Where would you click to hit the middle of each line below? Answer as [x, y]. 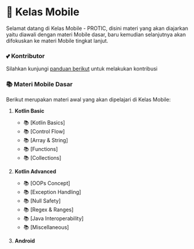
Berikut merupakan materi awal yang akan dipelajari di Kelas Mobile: [89, 99]
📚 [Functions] [40, 149]
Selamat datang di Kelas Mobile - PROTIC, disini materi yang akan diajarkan [97, 28]
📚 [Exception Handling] [52, 192]
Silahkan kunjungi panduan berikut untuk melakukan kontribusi [82, 69]
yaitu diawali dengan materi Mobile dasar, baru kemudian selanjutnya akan [96, 34]
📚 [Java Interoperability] [53, 218]
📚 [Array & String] [46, 140]
